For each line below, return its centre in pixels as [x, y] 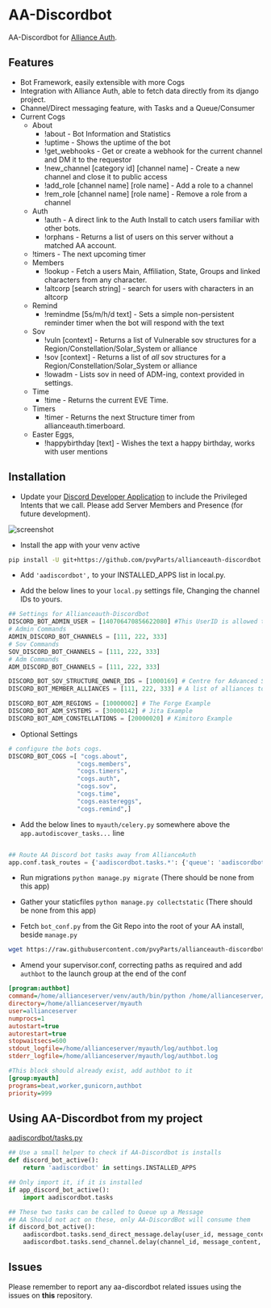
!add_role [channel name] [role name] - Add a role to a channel [148, 185]
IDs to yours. [41, 599]
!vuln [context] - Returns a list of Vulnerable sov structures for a [150, 340]
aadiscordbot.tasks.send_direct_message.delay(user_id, [119, 1234]
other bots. [62, 228]
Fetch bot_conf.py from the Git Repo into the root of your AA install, [132, 926]
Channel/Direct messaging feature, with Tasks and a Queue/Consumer [138, 108]
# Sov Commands [34, 644]
